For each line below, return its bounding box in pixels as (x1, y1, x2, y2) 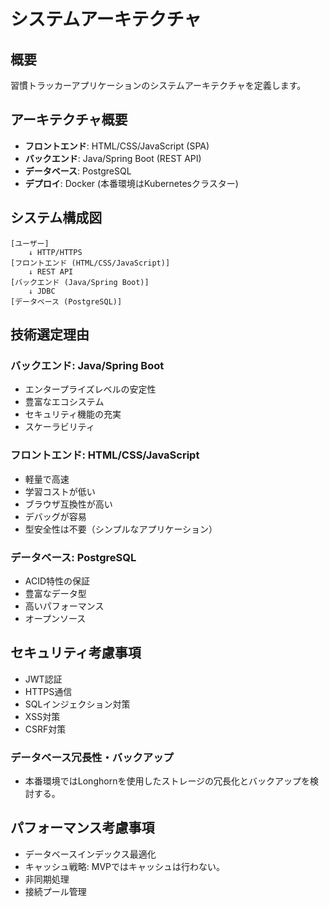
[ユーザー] (10, 238, 50, 249)
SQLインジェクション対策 (24, 698, 131, 710)
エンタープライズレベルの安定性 (24, 383, 157, 395)
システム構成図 (10, 210, 103, 227)
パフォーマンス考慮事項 (10, 820, 155, 837)
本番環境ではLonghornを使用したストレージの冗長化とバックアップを (24, 775, 311, 787)
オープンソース (24, 612, 87, 624)
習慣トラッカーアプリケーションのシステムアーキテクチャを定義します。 (10, 80, 307, 91)
